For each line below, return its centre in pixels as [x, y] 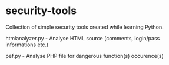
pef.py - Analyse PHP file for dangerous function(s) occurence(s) [85, 56]
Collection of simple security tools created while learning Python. [84, 27]
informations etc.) [27, 45]
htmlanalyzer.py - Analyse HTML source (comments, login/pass [83, 38]
